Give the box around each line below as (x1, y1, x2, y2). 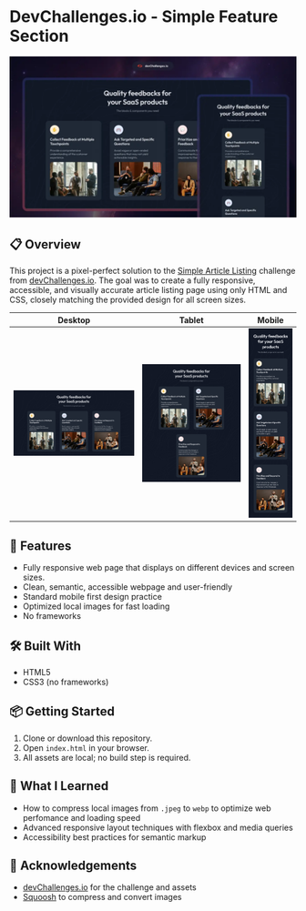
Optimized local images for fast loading (22, 601, 170, 612)
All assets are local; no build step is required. (22, 752, 191, 763)
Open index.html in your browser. (22, 742, 150, 753)
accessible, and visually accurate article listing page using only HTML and (9, 285, 288, 296)
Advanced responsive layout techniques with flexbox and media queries (22, 822, 293, 833)
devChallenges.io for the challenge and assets (22, 882, 198, 893)
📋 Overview (9, 237, 82, 252)
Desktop (57, 314, 91, 325)
